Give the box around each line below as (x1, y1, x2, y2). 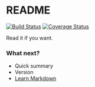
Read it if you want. (6, 34, 53, 41)
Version (14, 69, 34, 76)
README (6, 4, 51, 17)
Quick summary (14, 62, 54, 69)
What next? (6, 49, 40, 57)
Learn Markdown (14, 75, 57, 82)
